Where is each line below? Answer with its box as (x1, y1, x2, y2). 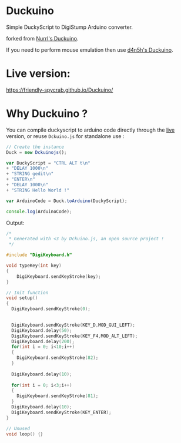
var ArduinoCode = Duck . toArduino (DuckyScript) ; (6, 198, 128, 204)
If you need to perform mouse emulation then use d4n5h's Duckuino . (6, 46, 173, 53)
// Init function (6, 290, 49, 296)
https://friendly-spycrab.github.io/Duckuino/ (6, 86, 113, 93)
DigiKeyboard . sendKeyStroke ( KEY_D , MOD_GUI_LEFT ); (11, 322, 135, 328)
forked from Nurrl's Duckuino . (6, 35, 79, 42)
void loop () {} (6, 431, 43, 437)
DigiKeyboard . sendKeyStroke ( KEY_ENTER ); (11, 410, 112, 415)
